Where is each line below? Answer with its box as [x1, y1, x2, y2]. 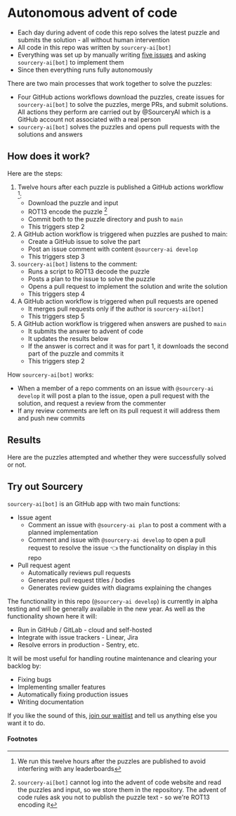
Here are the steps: [7, 169, 63, 177]
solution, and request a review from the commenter [17, 399, 166, 408]
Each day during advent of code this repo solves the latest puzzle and [17, 28, 220, 37]
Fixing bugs [17, 675, 52, 683]
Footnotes [7, 734, 38, 743]
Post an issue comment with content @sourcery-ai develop [27, 245, 199, 254]
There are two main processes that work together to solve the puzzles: [7, 79, 212, 87]
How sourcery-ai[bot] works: [7, 370, 94, 379]
